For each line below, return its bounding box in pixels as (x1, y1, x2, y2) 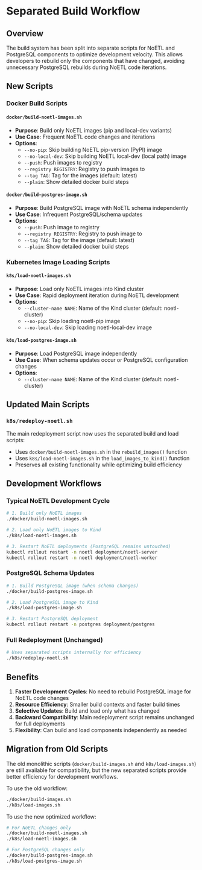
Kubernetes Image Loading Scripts (6, 258, 110, 266)
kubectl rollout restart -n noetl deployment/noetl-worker (6, 555, 158, 561)
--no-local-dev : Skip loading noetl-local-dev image (24, 324, 153, 331)
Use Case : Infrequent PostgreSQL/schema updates (14, 211, 143, 218)
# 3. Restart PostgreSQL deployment (6, 616, 98, 622)
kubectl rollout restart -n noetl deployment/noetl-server (6, 549, 158, 555)
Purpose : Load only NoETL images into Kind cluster (14, 285, 144, 292)
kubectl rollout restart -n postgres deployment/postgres (6, 621, 155, 627)
